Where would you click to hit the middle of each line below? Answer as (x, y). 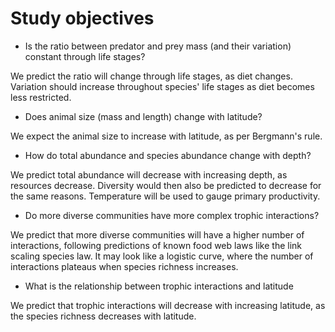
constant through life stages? (85, 56)
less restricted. (41, 97)
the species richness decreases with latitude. (103, 316)
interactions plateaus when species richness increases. (124, 266)
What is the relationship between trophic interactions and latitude (159, 286)
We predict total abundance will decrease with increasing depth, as (149, 174)
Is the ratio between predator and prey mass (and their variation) (158, 46)
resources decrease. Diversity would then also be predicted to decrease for (166, 185)
